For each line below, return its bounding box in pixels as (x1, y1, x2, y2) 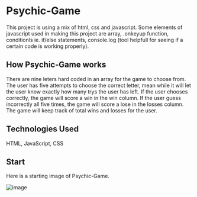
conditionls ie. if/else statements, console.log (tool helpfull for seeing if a (6, 36, 183, 43)
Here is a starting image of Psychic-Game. (6, 173, 109, 180)
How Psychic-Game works (6, 60, 106, 70)
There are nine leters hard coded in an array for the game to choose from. (6, 75, 186, 82)
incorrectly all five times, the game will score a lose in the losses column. (6, 101, 184, 108)
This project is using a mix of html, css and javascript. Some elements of (6, 24, 183, 31)
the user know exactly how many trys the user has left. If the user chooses (6, 88, 188, 95)
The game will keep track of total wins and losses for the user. (6, 106, 158, 114)
